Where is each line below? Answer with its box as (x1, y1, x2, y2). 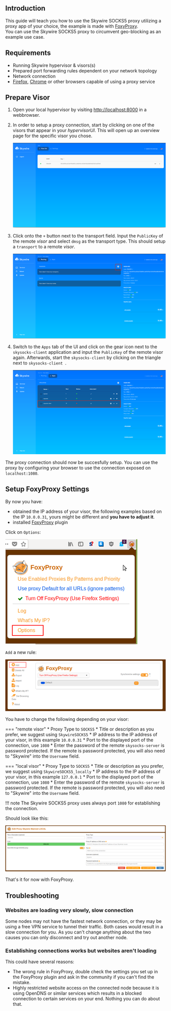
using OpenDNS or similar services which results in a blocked (12, 990, 142, 996)
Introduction (5, 4, 46, 13)
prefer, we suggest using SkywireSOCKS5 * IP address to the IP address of (5, 732, 158, 738)
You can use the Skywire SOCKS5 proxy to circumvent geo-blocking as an (5, 28, 161, 35)
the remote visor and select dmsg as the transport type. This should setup (12, 238, 166, 244)
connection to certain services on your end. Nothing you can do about (12, 996, 160, 1002)
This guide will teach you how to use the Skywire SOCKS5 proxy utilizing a (5, 17, 161, 23)
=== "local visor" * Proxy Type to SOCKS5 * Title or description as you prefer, (5, 763, 164, 769)
